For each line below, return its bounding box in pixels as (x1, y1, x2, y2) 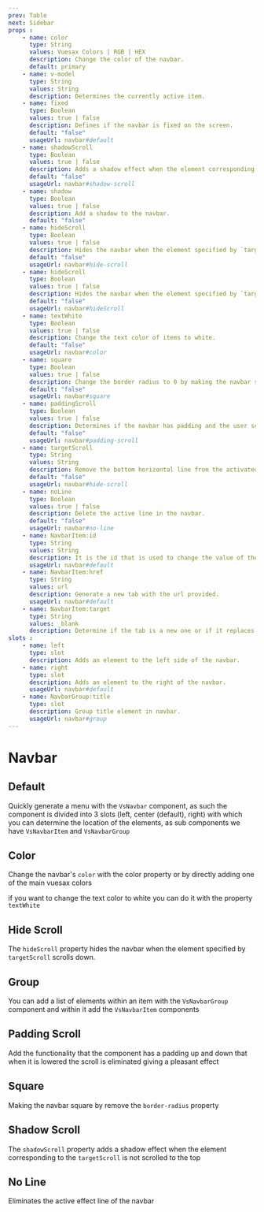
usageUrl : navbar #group (28, 715, 108, 723)
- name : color (22, 33, 68, 42)
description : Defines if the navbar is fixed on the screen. (28, 121, 234, 129)
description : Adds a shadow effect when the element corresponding (28, 165, 255, 173)
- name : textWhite (22, 312, 82, 320)
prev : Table (8, 11, 47, 20)
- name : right (22, 664, 68, 671)
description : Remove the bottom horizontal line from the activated (28, 466, 258, 474)
